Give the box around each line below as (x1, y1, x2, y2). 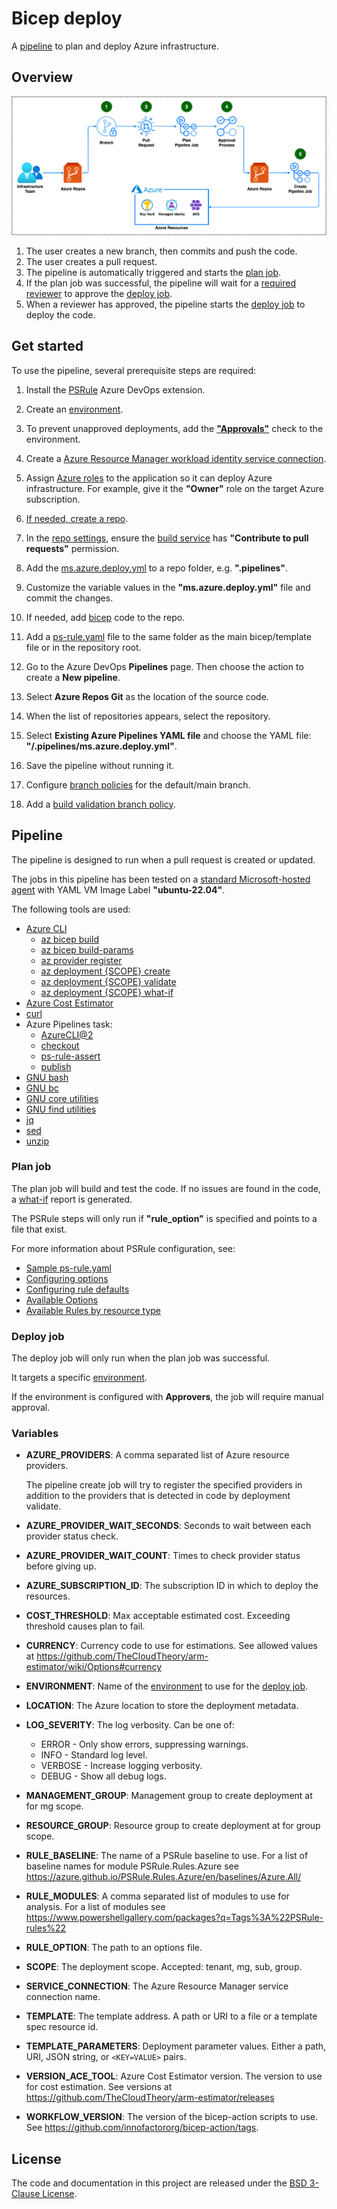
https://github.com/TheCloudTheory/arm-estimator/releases (25, 2092, 275, 2104)
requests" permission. (25, 542, 120, 554)
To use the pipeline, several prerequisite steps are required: (11, 364, 257, 376)
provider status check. (25, 1530, 119, 1542)
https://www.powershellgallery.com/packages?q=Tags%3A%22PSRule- (25, 1912, 324, 1924)
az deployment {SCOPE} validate (40, 975, 177, 987)
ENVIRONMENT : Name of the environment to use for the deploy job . (25, 1680, 309, 1692)
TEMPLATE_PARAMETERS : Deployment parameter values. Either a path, (25, 2040, 327, 2052)
